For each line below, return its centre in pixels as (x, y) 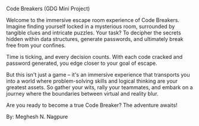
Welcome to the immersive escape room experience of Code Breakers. (93, 20)
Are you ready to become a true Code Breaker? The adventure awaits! (92, 105)
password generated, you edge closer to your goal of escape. (82, 63)
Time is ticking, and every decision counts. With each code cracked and (94, 57)
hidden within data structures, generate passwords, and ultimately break (95, 39)
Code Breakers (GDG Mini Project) (48, 9)
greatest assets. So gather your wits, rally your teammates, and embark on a (99, 87)
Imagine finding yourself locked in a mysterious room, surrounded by (91, 26)
